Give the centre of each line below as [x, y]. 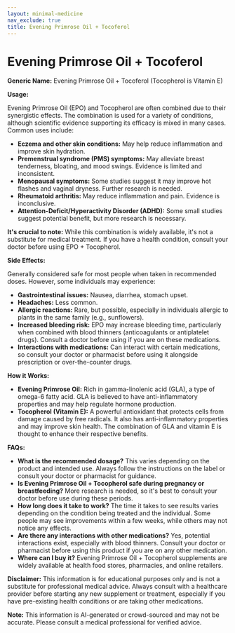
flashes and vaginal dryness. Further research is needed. [100, 189]
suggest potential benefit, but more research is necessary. [102, 219]
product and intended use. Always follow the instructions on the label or [121, 469]
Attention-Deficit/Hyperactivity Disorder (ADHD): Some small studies [120, 211]
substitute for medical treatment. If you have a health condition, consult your [118, 240]
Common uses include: [41, 130]
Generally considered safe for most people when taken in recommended [112, 274]
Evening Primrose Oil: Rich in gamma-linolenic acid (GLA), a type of [116, 389]
